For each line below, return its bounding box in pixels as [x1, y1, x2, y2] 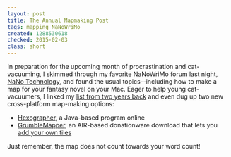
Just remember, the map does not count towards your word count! [7, 142, 201, 150]
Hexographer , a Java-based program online [17, 113, 145, 122]
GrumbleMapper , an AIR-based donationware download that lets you [17, 121, 218, 129]
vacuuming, [7, 70, 42, 78]
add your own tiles [17, 128, 72, 137]
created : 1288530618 [7, 30, 69, 37]
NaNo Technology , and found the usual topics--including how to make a [7, 77, 218, 85]
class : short [7, 43, 46, 50]
